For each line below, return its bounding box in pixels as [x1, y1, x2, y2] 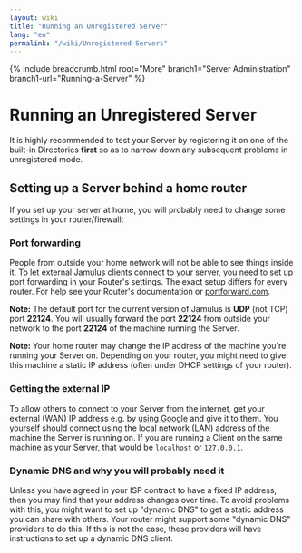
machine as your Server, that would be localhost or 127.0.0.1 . [9, 441, 243, 452]
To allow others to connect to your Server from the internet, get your [9, 403, 266, 413]
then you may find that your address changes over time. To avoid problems [9, 494, 290, 505]
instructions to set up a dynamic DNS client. [9, 532, 174, 544]
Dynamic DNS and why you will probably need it [9, 464, 225, 477]
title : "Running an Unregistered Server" [9, 22, 169, 31]
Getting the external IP [9, 383, 111, 395]
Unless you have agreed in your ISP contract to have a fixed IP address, [9, 484, 278, 495]
